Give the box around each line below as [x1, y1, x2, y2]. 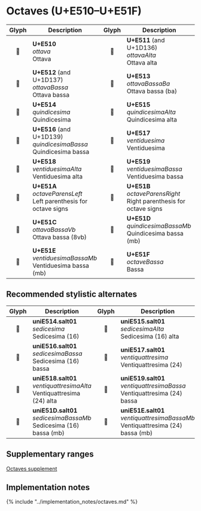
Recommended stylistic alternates [6, 289, 138, 300]
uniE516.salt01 [32, 341, 77, 350]
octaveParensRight [126, 189, 181, 198]
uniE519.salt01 [120, 374, 166, 382]
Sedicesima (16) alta [120, 332, 179, 340]
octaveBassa [126, 258, 164, 266]
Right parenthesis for [126, 196, 185, 205]
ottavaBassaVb [32, 225, 76, 234]
